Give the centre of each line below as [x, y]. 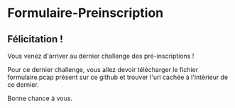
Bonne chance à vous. [40, 98]
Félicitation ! [35, 39]
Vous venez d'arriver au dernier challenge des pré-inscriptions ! [101, 56]
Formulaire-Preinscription [86, 13]
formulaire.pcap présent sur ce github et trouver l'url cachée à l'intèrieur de [118, 77]
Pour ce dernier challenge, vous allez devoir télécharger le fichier [103, 70]
